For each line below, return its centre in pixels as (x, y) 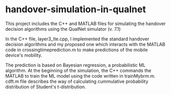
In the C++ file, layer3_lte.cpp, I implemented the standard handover (77, 39)
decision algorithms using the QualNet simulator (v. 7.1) (63, 29)
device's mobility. (24, 55)
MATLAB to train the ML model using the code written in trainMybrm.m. (80, 76)
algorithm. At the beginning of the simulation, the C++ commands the (78, 70)
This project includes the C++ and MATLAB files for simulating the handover (85, 24)
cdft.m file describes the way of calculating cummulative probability (77, 81)
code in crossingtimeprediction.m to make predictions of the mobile (77, 50)
